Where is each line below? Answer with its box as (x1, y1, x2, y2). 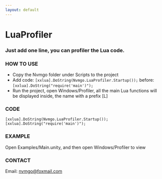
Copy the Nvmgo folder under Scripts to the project (12, 72, 119, 78)
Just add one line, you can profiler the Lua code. (5, 47, 125, 54)
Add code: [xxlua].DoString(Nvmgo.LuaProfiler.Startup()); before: (12, 77, 154, 83)
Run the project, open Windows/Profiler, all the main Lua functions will (12, 88, 157, 94)
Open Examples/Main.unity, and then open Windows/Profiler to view (5, 144, 146, 150)
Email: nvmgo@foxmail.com (5, 168, 62, 174)
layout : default (5, 7, 39, 13)
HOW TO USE (5, 60, 38, 67)
